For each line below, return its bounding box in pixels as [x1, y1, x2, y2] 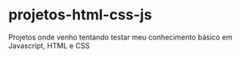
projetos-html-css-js [8, 6, 152, 24]
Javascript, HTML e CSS [8, 40, 91, 50]
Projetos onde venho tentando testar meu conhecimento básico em [8, 32, 233, 42]
